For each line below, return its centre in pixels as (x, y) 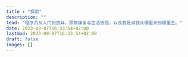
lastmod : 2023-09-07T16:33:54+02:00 (51, 34)
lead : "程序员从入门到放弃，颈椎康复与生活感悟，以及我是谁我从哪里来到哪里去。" (94, 23)
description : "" (26, 17)
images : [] (20, 45)
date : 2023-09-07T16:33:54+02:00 (48, 28)
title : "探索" (24, 12)
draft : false (22, 39)
